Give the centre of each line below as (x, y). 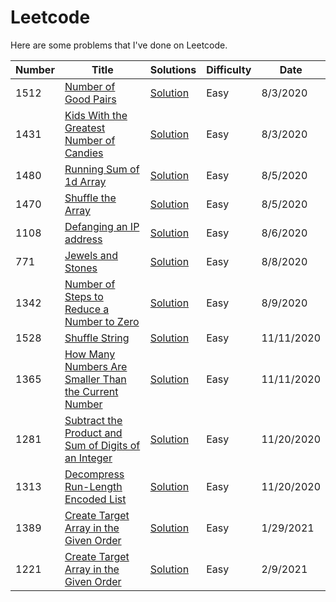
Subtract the (93, 420)
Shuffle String (97, 338)
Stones (81, 268)
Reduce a (87, 309)
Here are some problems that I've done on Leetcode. (119, 45)
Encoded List (95, 499)
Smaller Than (95, 379)
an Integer (88, 458)
